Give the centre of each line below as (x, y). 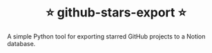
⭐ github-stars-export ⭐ (116, 13)
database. (21, 43)
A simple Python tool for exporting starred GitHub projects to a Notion (106, 36)
